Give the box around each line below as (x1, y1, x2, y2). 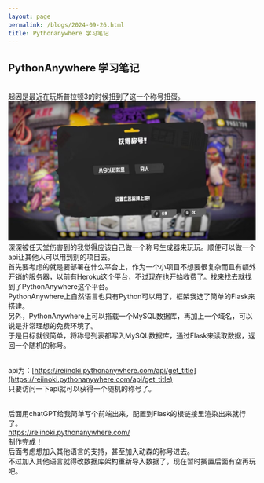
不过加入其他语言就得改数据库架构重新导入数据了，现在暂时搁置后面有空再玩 (8, 456, 256, 466)
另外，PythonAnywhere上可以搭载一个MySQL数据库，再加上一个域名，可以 (8, 311, 253, 320)
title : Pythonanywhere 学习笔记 (8, 29, 110, 37)
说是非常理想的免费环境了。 (8, 320, 98, 330)
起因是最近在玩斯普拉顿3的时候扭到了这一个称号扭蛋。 (8, 92, 185, 101)
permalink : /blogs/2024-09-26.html (8, 20, 125, 29)
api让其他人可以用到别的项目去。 (8, 252, 115, 262)
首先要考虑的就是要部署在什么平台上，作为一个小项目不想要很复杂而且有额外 (8, 262, 256, 271)
